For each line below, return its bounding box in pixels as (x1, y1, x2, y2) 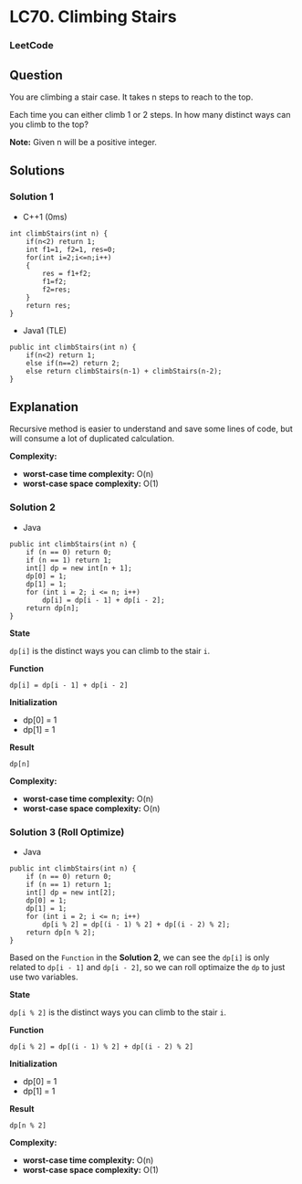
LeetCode (9, 39, 54, 52)
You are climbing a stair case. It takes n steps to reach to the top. (9, 91, 254, 102)
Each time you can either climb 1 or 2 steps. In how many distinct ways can (9, 109, 291, 120)
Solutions (9, 163, 66, 179)
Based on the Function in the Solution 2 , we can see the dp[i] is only (9, 952, 270, 963)
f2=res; (42, 285, 71, 294)
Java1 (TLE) (22, 324, 67, 335)
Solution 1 (9, 190, 54, 203)
